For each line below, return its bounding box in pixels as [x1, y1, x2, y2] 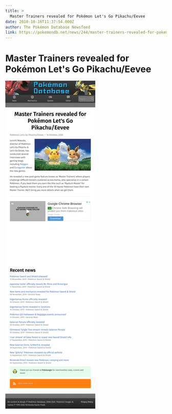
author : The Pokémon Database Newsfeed [5, 25, 91, 30]
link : [5, 30, 17, 35]
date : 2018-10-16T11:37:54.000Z [5, 19, 74, 24]
